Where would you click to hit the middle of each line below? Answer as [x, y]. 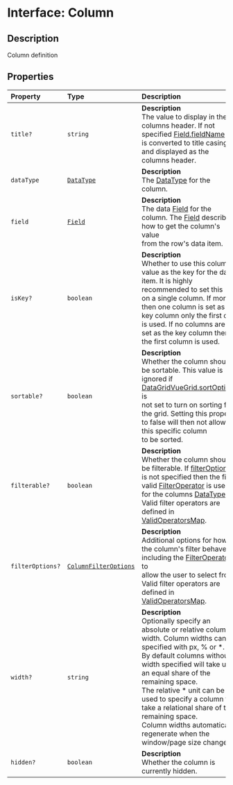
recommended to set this [182, 289]
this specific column [174, 430]
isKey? [21, 298]
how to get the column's [181, 226]
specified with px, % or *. [183, 647]
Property [26, 96]
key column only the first [182, 315]
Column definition [33, 55]
